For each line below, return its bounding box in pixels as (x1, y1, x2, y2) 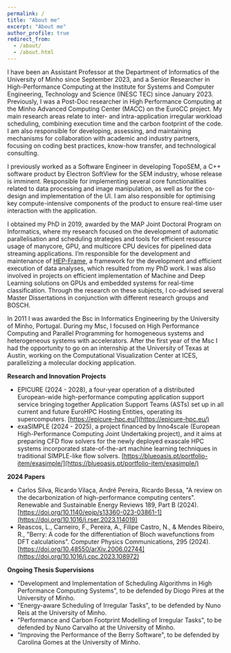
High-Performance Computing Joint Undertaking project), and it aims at (17, 429, 222, 437)
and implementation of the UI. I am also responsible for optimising (28, 191, 216, 200)
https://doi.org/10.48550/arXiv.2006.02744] (19, 545, 145, 553)
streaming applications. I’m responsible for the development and (7, 249, 191, 257)
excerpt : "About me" (7, 23, 67, 30)
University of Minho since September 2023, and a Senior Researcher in (7, 75, 210, 83)
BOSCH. (7, 301, 31, 309)
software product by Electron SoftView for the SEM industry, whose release (7, 169, 223, 177)
